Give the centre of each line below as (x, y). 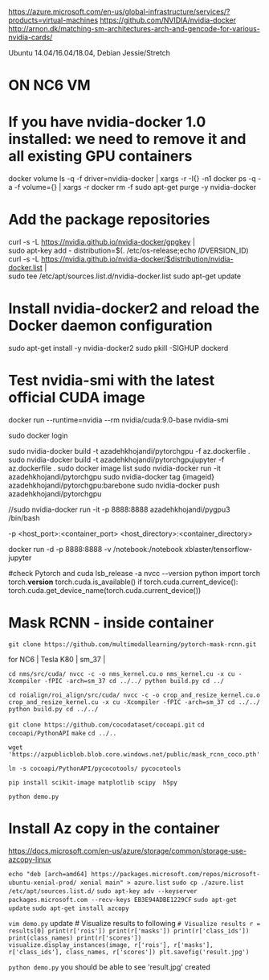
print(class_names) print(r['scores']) (75, 938)
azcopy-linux (30, 859)
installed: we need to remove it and (127, 139)
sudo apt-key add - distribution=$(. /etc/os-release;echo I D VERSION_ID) (128, 251)
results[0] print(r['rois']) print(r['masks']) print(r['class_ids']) (129, 931)
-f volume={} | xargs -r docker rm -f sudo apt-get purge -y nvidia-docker (135, 187)
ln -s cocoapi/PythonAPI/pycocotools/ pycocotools (95, 768)
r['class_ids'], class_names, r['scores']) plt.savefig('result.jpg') (129, 952)
